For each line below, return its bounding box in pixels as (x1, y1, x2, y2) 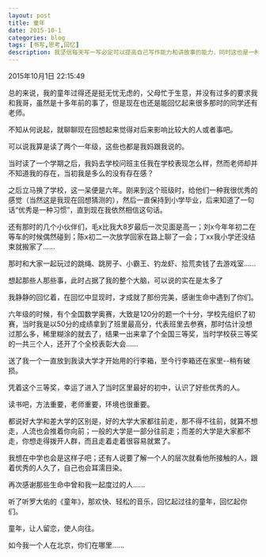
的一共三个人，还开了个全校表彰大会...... (8, 339, 139, 348)
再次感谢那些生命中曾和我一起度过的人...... (8, 480, 146, 489)
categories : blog (8, 33, 66, 42)
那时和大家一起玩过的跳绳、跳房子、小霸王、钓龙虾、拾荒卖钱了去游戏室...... (8, 259, 256, 268)
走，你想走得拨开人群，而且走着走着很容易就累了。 (8, 436, 175, 445)
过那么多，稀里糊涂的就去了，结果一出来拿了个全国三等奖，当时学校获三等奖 (8, 329, 258, 338)
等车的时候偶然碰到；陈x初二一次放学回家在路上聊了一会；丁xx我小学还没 (8, 232, 249, 241)
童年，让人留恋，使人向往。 (8, 524, 99, 532)
